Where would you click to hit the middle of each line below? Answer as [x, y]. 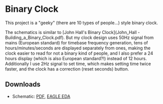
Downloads [23, 85]
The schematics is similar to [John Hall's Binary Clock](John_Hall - [72, 32]
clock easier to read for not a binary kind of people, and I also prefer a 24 [79, 53]
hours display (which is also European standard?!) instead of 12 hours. [76, 58]
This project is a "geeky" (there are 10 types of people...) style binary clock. [81, 23]
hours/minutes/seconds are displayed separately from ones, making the [78, 48]
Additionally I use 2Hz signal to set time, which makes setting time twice [78, 64]
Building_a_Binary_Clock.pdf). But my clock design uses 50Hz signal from [79, 37]
